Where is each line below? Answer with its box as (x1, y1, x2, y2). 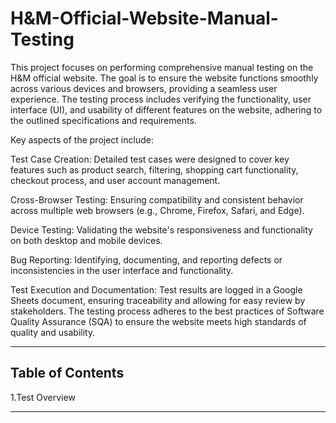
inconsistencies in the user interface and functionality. (10, 264, 234, 276)
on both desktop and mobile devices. (10, 234, 163, 246)
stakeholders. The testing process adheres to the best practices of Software (10, 305, 325, 317)
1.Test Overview (10, 391, 76, 403)
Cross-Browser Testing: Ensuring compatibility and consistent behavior (10, 193, 304, 206)
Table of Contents (10, 365, 125, 382)
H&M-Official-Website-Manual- (10, 7, 279, 30)
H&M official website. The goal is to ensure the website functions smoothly (10, 72, 319, 84)
